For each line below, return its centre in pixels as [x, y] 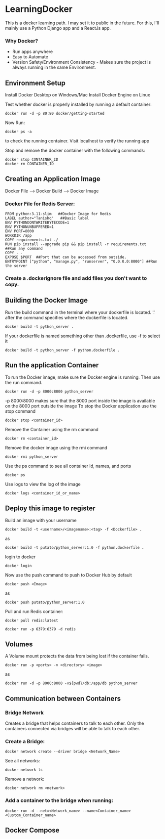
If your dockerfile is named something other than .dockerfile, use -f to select [82, 336]
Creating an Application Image [53, 179]
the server [16, 266]
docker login [18, 566]
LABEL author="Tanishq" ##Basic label [47, 219]
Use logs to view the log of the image [43, 484]
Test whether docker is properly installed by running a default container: [78, 104]
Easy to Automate [30, 57]
